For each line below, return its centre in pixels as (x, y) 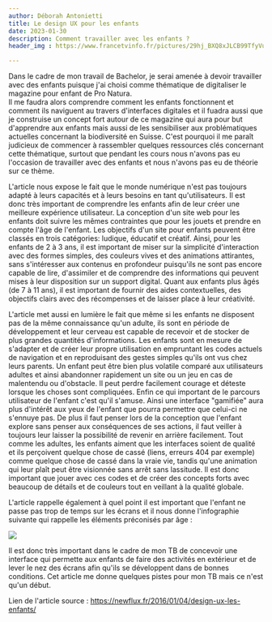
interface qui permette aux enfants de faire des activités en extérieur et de (132, 560)
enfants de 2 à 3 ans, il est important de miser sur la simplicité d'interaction (134, 247)
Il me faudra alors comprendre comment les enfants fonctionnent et (121, 102)
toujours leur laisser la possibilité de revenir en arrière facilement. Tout (126, 435)
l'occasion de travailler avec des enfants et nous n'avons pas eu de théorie (134, 162)
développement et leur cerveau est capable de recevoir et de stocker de (129, 332)
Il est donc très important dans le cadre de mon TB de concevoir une (123, 551)
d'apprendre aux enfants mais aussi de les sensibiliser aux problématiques (133, 128)
